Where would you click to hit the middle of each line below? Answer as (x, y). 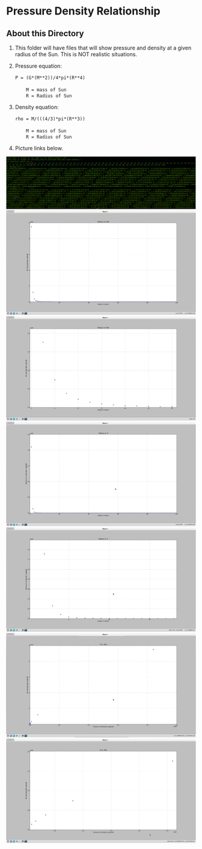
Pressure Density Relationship (83, 11)
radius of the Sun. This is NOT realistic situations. (76, 54)
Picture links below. (39, 148)
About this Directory (45, 33)
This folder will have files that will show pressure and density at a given (103, 48)
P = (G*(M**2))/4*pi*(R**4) (50, 78)
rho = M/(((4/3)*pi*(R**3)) (50, 119)
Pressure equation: (38, 66)
